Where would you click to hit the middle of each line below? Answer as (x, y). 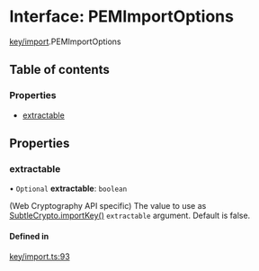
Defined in (29, 236)
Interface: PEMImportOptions (121, 17)
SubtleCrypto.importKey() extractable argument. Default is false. (130, 216)
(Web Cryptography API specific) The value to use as (108, 206)
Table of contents (59, 70)
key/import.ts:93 (40, 256)
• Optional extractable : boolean (68, 189)
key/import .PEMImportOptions (65, 41)
